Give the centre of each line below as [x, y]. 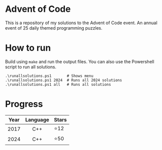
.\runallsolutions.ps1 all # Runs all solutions [58, 84]
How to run [28, 48]
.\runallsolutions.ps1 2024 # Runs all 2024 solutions [64, 80]
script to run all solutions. [31, 67]
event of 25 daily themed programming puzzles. [54, 28]
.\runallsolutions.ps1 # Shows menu [49, 76]
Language [37, 119]
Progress [24, 104]
